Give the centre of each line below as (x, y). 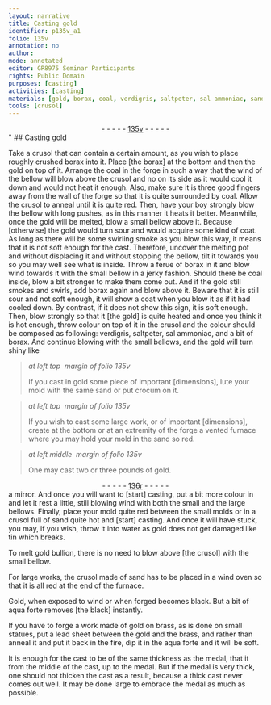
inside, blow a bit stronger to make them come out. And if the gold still (125, 282)
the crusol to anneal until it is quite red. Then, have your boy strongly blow (131, 205)
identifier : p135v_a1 (45, 31)
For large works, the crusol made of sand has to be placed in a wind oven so (135, 577)
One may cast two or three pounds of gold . (100, 470)
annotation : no (34, 46)
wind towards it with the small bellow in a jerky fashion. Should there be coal (135, 273)
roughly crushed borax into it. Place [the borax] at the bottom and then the (132, 162)
